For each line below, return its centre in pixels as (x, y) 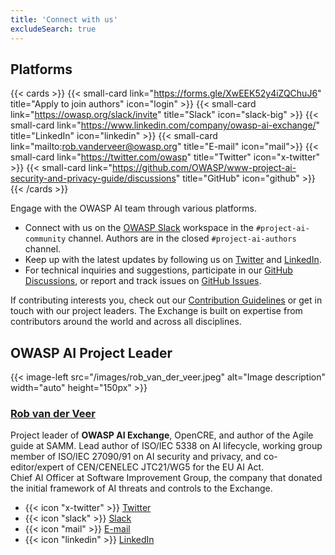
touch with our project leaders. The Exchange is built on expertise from (156, 311)
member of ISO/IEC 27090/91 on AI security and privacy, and (136, 457)
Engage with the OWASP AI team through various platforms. (134, 208)
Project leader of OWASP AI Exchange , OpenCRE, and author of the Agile (162, 435)
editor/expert (37, 467)
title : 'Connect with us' (64, 19)
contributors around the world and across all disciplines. (126, 322)
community (45, 239)
